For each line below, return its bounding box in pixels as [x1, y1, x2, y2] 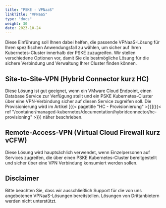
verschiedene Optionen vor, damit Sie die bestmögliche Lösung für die [5, 55, 149, 61]
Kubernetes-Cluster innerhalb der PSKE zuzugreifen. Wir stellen [5, 50, 136, 56]
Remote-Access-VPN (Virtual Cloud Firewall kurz [5, 128, 161, 137]
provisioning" [5, 114, 33, 120]
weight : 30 [5, 21, 28, 26]
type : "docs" [5, 16, 32, 21]
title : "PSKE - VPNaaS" [5, 7, 55, 12]
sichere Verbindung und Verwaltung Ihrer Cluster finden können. [5, 60, 137, 66]
